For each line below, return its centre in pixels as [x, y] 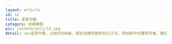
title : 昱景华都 [21, 19]
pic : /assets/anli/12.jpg [33, 29]
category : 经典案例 [25, 24]
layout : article [23, 10]
